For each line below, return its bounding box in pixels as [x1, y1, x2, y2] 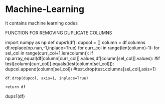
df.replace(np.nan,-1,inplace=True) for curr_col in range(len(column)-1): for [5, 44, 160, 50]
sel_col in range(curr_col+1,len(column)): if [5, 50, 94, 56]
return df [5, 84, 26, 89]
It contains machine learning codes [5, 20, 78, 26]
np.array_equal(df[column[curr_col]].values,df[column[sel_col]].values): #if [5, 55, 160, 61]
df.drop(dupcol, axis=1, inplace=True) [5, 75, 89, 80]
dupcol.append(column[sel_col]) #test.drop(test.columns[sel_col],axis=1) [5, 66, 156, 72]
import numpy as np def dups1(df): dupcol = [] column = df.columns [5, 39, 145, 45]
